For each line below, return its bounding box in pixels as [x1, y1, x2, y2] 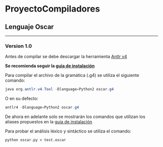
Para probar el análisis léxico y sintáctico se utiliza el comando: [5, 128, 131, 134]
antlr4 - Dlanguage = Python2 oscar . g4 [5, 105, 79, 110]
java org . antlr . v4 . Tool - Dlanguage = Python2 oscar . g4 [5, 87, 114, 92]
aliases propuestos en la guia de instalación [5, 119, 93, 125]
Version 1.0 [5, 43, 33, 49]
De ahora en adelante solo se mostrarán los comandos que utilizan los [5, 114, 146, 119]
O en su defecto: [5, 96, 39, 102]
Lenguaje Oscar [5, 23, 54, 31]
